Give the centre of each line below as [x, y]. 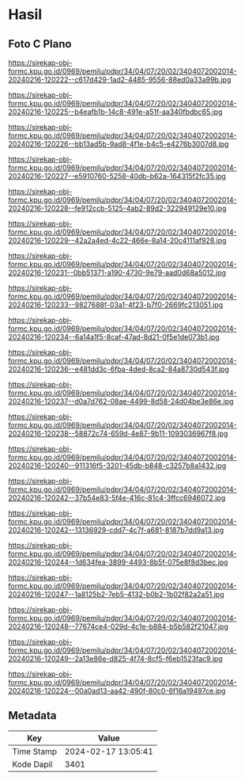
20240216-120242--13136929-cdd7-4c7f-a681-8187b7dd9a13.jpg [116, 530]
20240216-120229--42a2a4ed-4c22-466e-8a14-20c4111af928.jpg [117, 240]
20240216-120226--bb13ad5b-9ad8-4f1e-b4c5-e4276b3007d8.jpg [119, 144]
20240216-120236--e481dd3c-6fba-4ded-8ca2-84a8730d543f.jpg [119, 369]
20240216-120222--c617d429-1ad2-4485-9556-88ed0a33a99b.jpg [120, 80]
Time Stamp [35, 751]
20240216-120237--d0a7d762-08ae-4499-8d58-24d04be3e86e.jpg [121, 401]
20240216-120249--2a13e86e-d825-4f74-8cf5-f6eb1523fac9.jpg [115, 658]
